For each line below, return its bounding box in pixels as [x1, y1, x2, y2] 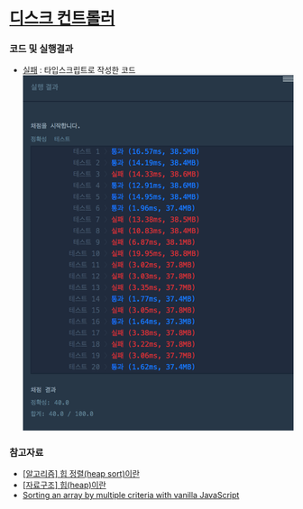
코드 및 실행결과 [9, 42, 74, 55]
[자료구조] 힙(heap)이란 [22, 479, 106, 491]
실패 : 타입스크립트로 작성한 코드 [22, 65, 136, 76]
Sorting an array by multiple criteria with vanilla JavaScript [22, 490, 240, 501]
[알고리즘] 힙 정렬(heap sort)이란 [22, 468, 140, 479]
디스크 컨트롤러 [9, 8, 115, 29]
